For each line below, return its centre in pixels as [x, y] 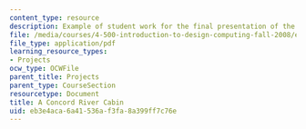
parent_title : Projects [55, 77]
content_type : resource [55, 18]
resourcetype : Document [55, 94]
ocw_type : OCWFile [44, 69]
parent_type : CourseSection [63, 85]
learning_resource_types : [58, 52]
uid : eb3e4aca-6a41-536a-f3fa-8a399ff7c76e [93, 111]
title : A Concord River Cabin [67, 102]
